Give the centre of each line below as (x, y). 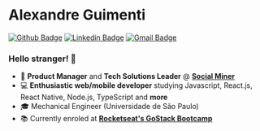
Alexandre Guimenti (77, 15)
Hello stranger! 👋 (42, 59)
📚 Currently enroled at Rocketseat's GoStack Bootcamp (116, 119)
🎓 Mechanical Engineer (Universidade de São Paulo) (109, 107)
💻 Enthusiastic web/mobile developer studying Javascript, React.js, (136, 85)
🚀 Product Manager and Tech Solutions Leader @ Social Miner (128, 76)
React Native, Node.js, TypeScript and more (94, 97)
